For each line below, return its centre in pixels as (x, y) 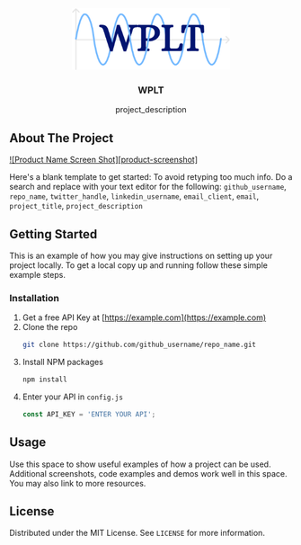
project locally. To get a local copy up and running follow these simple (138, 265)
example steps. (37, 274)
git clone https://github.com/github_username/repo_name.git (139, 345)
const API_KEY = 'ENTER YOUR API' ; (89, 414)
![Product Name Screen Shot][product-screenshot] (104, 160)
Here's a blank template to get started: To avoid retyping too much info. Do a (151, 177)
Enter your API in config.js (73, 397)
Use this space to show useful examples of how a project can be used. (140, 464)
